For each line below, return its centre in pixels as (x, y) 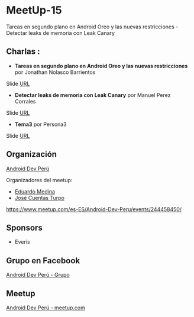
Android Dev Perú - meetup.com (46, 308)
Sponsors (24, 227)
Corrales (25, 101)
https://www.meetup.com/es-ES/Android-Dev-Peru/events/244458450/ (94, 209)
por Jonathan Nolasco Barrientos (55, 72)
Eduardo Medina (35, 191)
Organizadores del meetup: (39, 180)
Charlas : (23, 52)
